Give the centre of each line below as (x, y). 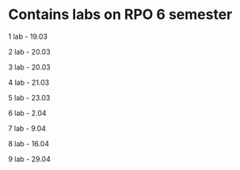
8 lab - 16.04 (29, 143)
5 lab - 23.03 (29, 97)
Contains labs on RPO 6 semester (120, 15)
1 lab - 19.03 (28, 36)
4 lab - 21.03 (29, 82)
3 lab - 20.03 (29, 67)
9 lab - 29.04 (30, 159)
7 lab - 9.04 (27, 128)
